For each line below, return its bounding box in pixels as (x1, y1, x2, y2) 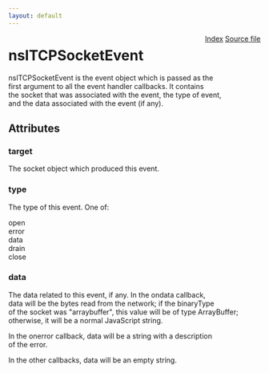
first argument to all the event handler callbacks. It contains (8, 81, 204, 91)
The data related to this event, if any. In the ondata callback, (8, 290, 206, 299)
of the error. (8, 339, 48, 349)
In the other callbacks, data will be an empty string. (8, 355, 178, 365)
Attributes (8, 121, 60, 135)
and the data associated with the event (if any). (8, 98, 164, 108)
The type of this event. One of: (8, 202, 110, 212)
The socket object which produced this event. (8, 164, 160, 173)
